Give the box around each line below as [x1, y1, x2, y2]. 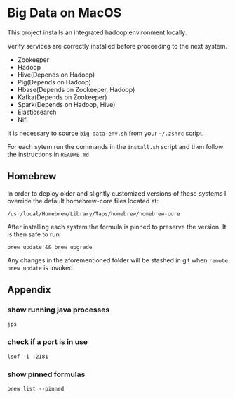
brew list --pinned [7, 386, 65, 393]
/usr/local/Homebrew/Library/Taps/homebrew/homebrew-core [7, 210, 180, 217]
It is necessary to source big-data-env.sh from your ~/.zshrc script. [7, 129, 204, 137]
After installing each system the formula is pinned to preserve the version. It [7, 222, 227, 231]
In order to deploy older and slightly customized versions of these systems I [7, 189, 227, 198]
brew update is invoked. [7, 263, 75, 272]
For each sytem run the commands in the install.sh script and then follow [7, 142, 224, 151]
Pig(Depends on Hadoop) [17, 77, 91, 86]
